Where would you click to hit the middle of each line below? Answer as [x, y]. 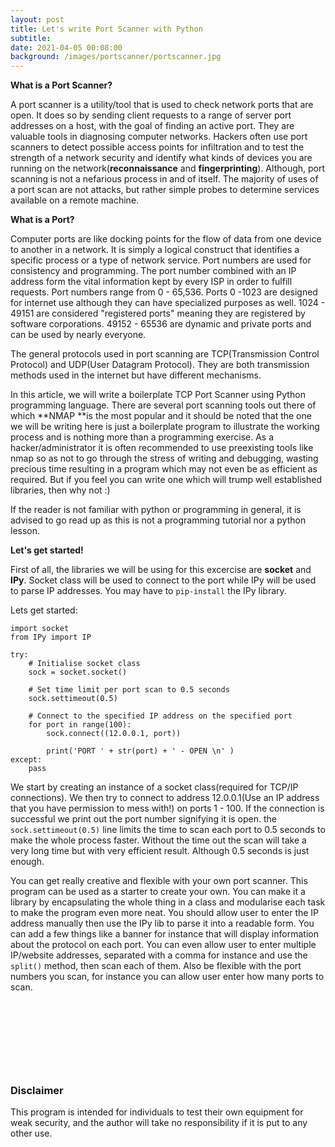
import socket [40, 629]
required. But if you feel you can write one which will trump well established [166, 480]
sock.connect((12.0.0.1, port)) [114, 734]
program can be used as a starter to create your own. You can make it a [158, 892]
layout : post [37, 19]
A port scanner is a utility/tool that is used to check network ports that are [162, 105]
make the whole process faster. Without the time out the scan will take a [158, 840]
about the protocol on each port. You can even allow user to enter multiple [163, 945]
